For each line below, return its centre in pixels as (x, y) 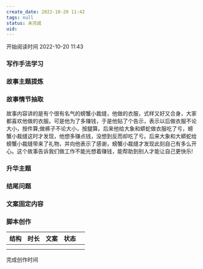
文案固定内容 (25, 204)
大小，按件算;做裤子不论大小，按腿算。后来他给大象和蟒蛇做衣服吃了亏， (97, 129)
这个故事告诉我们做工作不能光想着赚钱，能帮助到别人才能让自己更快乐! (105, 151)
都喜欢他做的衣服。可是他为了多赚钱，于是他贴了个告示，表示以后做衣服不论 (101, 121)
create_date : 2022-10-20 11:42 (46, 12)
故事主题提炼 (25, 82)
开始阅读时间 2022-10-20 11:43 (45, 47)
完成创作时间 (22, 260)
